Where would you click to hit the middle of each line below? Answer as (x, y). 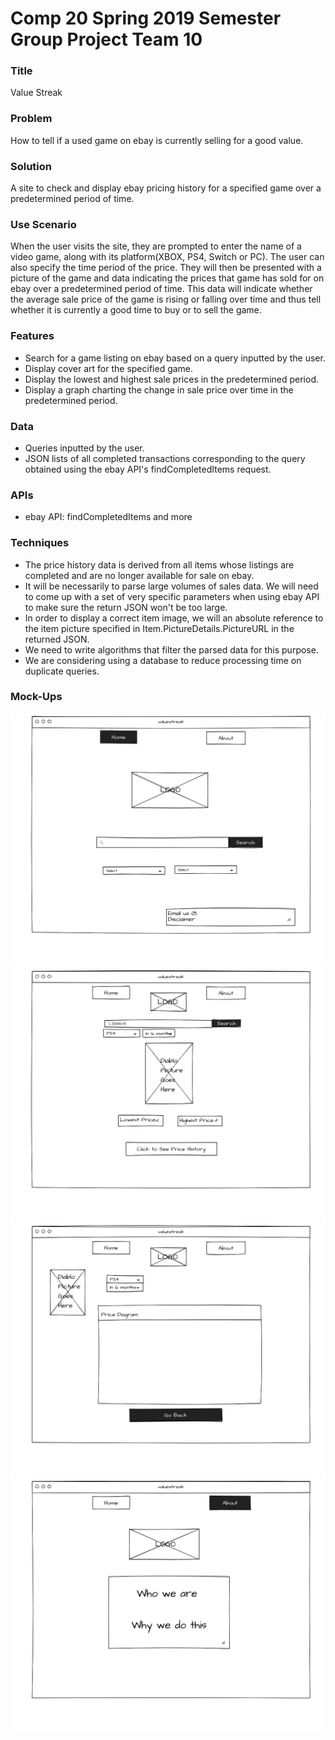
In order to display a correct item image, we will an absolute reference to (174, 618)
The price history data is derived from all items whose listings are (159, 564)
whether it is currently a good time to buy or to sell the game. (136, 310)
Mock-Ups (36, 697)
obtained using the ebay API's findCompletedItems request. (148, 469)
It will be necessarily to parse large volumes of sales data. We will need (171, 586)
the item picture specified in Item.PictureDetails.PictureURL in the (159, 628)
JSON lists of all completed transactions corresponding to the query (165, 458)
